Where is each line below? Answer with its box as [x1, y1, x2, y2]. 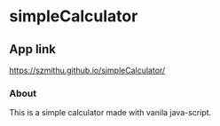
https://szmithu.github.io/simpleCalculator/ [9, 65, 166, 75]
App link [9, 42, 56, 57]
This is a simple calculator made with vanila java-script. [9, 107, 212, 118]
